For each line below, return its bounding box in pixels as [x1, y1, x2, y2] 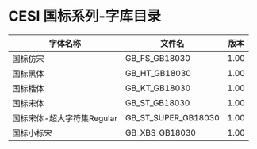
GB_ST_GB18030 [125, 97, 190, 108]
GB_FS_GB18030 [125, 52, 190, 63]
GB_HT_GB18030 [125, 67, 192, 78]
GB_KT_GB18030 [125, 82, 191, 94]
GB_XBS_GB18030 [125, 127, 197, 138]
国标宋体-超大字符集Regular [12, 113, 117, 124]
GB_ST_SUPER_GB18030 [125, 112, 220, 123]
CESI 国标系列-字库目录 [8, 7, 161, 25]
